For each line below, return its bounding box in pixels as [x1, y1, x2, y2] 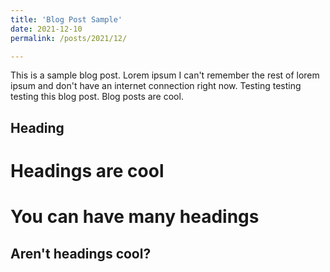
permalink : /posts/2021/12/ [10, 33, 128, 43]
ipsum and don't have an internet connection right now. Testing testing [10, 80, 302, 92]
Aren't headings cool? [10, 245, 152, 262]
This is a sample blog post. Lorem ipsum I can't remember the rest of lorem [10, 69, 320, 81]
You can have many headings [10, 206, 260, 228]
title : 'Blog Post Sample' [10, 14, 123, 25]
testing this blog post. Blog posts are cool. [10, 91, 184, 103]
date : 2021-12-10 [10, 24, 83, 34]
